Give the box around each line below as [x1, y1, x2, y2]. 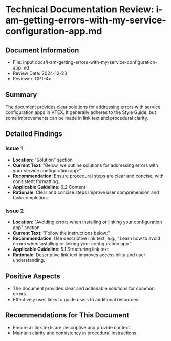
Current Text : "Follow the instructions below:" [12, 230, 110, 236]
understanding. [12, 257, 45, 263]
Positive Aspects [5, 272, 60, 281]
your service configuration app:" [12, 167, 82, 173]
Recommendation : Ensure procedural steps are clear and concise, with [12, 173, 164, 179]
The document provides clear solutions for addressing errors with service [5, 104, 161, 110]
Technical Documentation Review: [5, 4, 155, 15]
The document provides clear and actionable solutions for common [12, 285, 155, 291]
